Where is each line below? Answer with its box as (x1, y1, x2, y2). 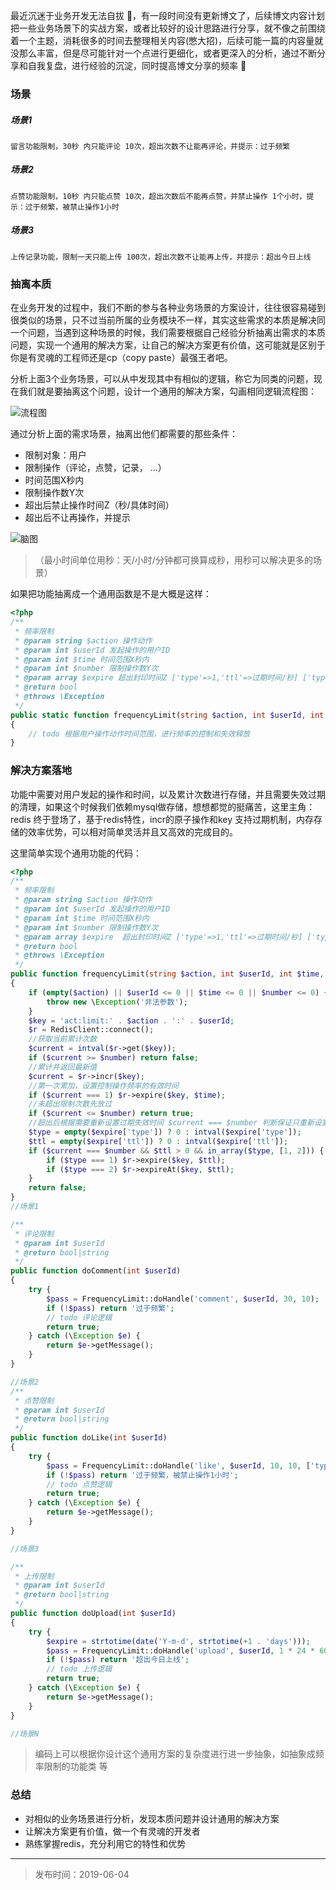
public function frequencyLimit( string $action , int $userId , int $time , (10, 969, 325, 979)
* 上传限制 (14, 1571, 55, 1581)
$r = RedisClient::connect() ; (28, 1025, 155, 1035)
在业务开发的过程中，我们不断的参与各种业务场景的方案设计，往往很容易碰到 (10, 302, 326, 314)
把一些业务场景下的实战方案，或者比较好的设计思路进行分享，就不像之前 (10, 22, 308, 34)
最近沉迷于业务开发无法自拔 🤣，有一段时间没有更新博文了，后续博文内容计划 (10, 10, 326, 21)
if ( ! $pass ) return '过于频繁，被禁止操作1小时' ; (46, 1470, 239, 1480)
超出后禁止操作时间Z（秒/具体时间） (24, 499, 175, 511)
